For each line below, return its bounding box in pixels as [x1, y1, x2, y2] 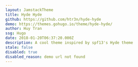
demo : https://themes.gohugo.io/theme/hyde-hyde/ [5, 21, 113, 27]
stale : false [5, 45, 33, 50]
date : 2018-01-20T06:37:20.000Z [5, 36, 74, 41]
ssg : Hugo [5, 31, 26, 36]
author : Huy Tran [5, 26, 42, 31]
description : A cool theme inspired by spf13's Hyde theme [5, 40, 133, 45]
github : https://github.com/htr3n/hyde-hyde [5, 17, 101, 22]
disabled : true [5, 49, 38, 54]
